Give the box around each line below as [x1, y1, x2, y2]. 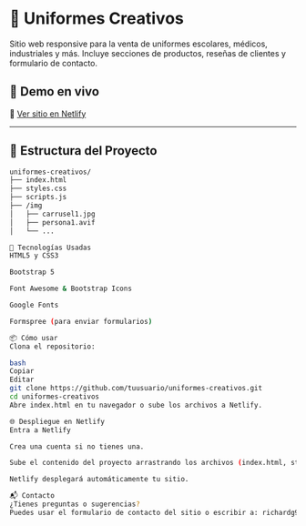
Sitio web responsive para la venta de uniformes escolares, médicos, [9, 38, 269, 49]
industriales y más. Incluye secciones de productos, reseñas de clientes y [9, 47, 287, 58]
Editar [9, 375, 35, 385]
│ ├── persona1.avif [9, 217, 96, 227]
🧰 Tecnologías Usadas [9, 243, 92, 252]
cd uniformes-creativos [9, 392, 100, 401]
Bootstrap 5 [9, 268, 55, 277]
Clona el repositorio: [9, 341, 96, 351]
